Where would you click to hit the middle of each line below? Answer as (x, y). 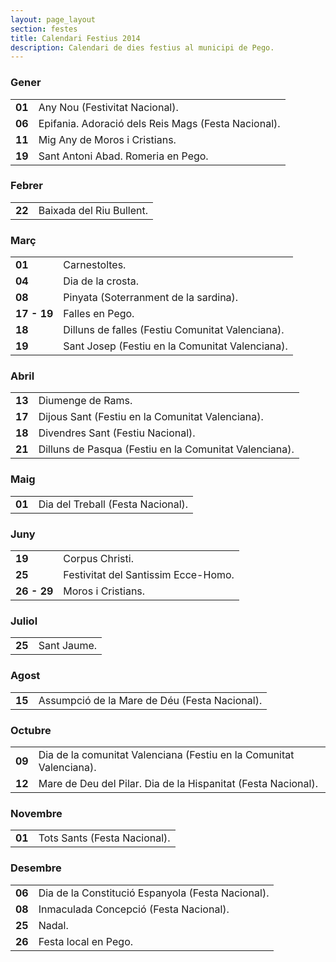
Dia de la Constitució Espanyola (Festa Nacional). (154, 893)
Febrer (26, 186)
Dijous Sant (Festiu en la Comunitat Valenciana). (151, 417)
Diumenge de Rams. (85, 401)
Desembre (36, 868)
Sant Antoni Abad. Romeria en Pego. (123, 156)
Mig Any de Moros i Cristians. (107, 139)
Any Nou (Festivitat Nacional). (108, 107)
